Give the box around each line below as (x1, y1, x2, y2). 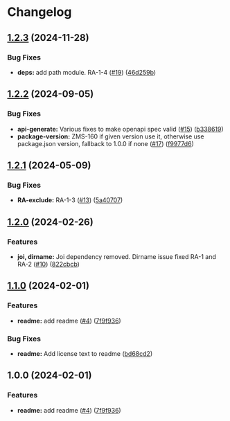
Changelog (7, 4, 72, 20)
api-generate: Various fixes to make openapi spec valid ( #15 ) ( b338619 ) (17, 125, 224, 133)
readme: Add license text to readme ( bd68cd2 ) (17, 349, 153, 357)
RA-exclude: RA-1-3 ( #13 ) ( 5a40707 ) (17, 196, 123, 204)
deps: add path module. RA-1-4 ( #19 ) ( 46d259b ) (17, 68, 157, 76)
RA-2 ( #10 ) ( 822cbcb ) (17, 260, 80, 268)
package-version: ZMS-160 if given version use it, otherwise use (17, 132, 204, 141)
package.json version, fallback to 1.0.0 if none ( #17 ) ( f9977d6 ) (17, 139, 194, 147)
